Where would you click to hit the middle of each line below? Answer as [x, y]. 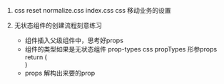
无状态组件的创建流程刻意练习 [58, 25]
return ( [36, 57]
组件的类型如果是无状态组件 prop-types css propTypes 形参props [121, 49]
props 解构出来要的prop [60, 73]
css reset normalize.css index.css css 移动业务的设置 [92, 10]
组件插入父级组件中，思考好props [74, 40]
